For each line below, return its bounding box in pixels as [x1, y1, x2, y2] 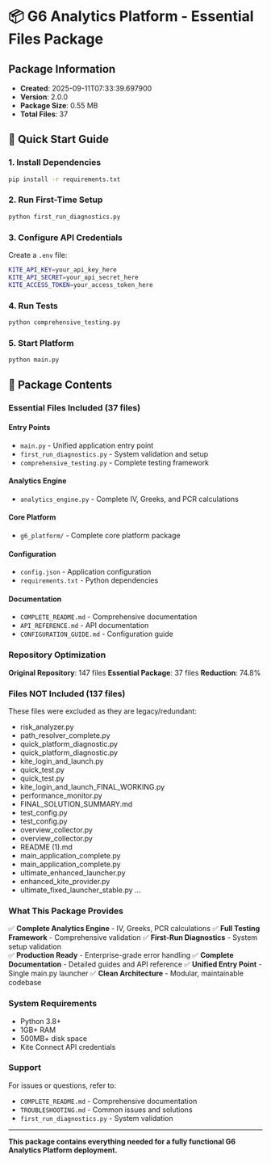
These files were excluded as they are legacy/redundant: [8, 706, 198, 716]
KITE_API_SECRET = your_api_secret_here [8, 273, 139, 281]
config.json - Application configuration [19, 567, 152, 577]
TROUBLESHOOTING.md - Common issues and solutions [19, 1105, 193, 1115]
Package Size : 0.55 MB [19, 101, 98, 110]
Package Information [8, 62, 116, 76]
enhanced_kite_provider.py [19, 876, 110, 886]
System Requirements [8, 998, 98, 1009]
